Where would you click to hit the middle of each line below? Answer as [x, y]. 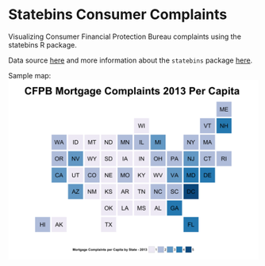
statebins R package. [42, 44]
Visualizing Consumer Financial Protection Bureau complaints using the [125, 36]
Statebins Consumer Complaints [118, 15]
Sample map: [30, 75]
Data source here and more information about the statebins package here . [131, 60]
